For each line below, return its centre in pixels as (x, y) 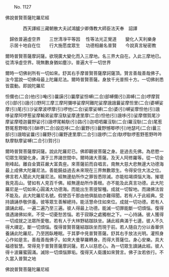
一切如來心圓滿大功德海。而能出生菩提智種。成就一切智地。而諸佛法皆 (91, 189)
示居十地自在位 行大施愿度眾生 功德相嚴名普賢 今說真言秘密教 (83, 45)
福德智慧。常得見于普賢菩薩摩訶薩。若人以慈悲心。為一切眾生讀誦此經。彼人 (84, 246)
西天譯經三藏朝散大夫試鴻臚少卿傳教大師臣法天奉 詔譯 (80, 28)
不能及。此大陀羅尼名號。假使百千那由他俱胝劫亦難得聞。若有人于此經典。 (82, 196)
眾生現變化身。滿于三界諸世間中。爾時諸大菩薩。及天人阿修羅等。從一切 (84, 158)
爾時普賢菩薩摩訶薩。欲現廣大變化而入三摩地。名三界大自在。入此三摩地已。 (84, 56)
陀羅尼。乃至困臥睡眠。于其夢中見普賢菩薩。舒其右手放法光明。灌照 (89, 233)
